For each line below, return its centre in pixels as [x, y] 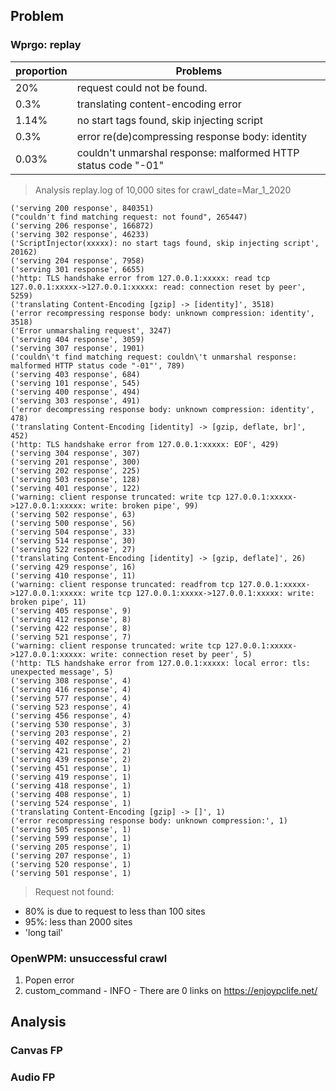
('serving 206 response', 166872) [82, 225]
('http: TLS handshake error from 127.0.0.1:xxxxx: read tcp [140, 278]
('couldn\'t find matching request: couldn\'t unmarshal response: [154, 357]
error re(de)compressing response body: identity [192, 136]
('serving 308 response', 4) [71, 680]
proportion [41, 71]
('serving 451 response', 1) [71, 768]
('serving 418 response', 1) [71, 785]
